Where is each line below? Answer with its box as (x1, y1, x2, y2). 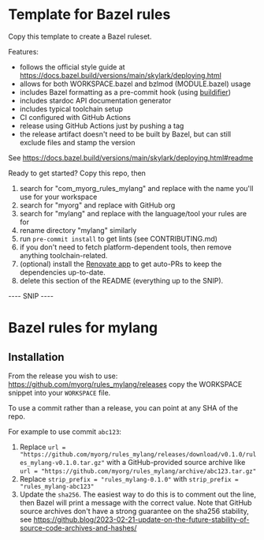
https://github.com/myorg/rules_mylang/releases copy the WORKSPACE (8, 379, 243, 388)
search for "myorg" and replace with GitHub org (19, 200, 176, 210)
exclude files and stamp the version (19, 137, 136, 147)
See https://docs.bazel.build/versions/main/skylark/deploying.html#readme (8, 152, 254, 163)
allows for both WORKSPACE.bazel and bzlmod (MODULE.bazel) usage (19, 79, 251, 88)
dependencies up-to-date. (19, 267, 106, 277)
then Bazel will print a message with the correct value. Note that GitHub (19, 497, 252, 507)
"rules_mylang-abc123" (19, 482, 95, 490)
